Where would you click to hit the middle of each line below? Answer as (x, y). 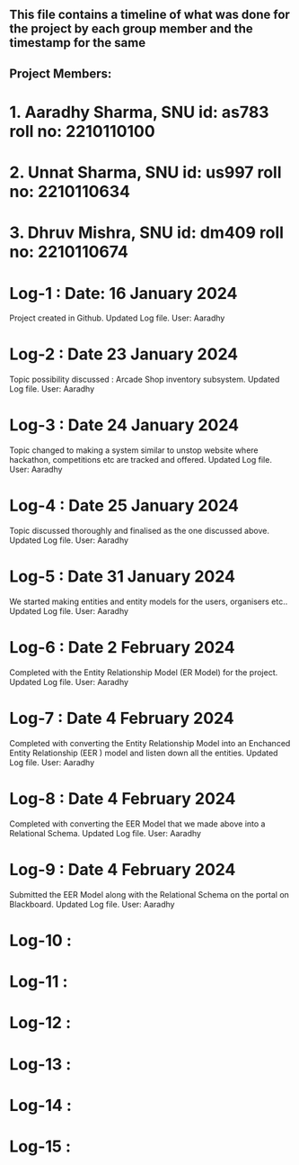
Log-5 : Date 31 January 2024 (123, 577)
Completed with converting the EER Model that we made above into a (137, 824)
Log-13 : (40, 1064)
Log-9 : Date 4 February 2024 (123, 870)
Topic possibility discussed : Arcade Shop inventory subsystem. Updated (145, 379)
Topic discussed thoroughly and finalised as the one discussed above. (139, 531)
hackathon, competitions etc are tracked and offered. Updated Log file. (141, 460)
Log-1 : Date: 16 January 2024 (123, 293)
